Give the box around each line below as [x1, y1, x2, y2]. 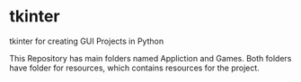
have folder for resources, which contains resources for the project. [9, 62, 261, 73]
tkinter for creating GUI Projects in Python [9, 36, 164, 46]
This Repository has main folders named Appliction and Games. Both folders [9, 53, 292, 63]
